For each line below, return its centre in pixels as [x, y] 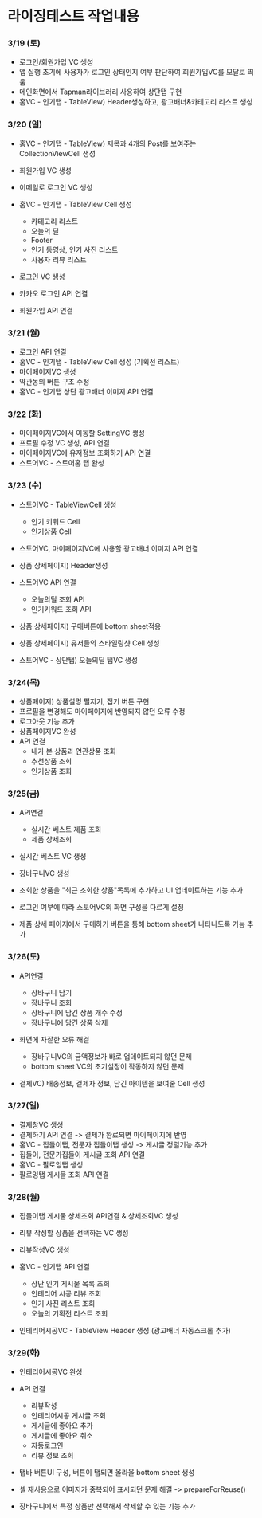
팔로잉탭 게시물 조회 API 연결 [64, 1174]
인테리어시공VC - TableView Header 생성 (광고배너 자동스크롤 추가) [125, 1331]
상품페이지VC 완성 [47, 731]
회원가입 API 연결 [46, 310]
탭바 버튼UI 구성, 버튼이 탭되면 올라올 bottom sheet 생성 [107, 1473]
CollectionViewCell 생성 [57, 153]
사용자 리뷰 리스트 [59, 259]
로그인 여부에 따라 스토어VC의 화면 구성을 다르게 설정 [102, 907]
